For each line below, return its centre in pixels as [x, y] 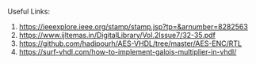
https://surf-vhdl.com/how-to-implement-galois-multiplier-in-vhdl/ [128, 52]
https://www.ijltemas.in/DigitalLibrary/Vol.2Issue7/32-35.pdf [117, 35]
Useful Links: [29, 11]
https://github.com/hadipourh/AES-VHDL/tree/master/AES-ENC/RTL [130, 43]
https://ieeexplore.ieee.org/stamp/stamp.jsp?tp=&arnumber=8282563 [134, 26]
